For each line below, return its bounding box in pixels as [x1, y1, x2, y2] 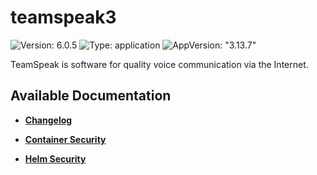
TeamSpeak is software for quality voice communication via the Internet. [10, 58, 309, 70]
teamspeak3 [10, 6, 117, 29]
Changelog [24, 114, 73, 126]
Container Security [24, 133, 107, 145]
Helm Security [24, 152, 87, 165]
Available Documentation [10, 87, 172, 105]
